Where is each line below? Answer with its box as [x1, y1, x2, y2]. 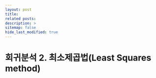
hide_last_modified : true [5, 30, 58, 35]
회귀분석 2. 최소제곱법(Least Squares [5, 52, 152, 63]
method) [5, 63, 41, 74]
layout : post [5, 7, 32, 12]
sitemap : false [5, 25, 36, 30]
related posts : [5, 16, 36, 21]
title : [5, 12, 19, 17]
